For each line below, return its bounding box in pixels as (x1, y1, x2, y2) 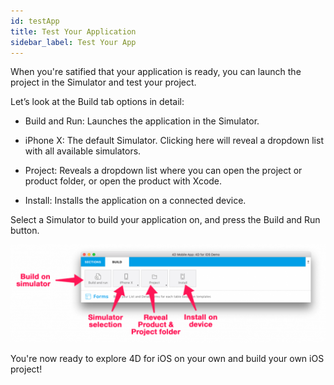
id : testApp (10, 16, 60, 26)
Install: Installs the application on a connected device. (24, 195, 247, 207)
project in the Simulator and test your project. (10, 76, 197, 89)
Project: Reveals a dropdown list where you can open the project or (24, 165, 303, 177)
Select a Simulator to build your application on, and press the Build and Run (10, 214, 321, 226)
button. (10, 225, 40, 237)
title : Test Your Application (10, 26, 137, 37)
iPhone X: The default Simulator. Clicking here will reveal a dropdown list (24, 135, 324, 147)
